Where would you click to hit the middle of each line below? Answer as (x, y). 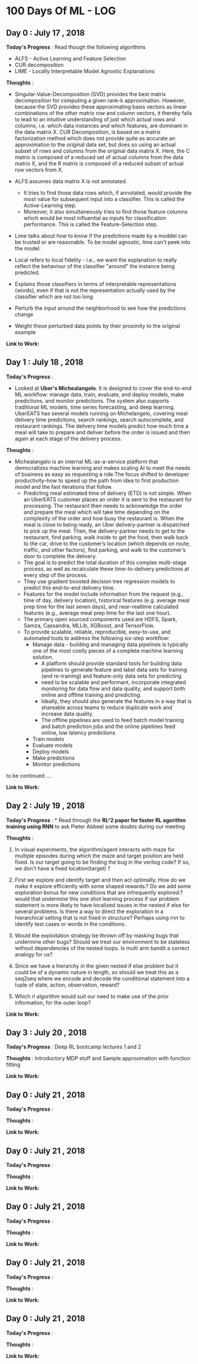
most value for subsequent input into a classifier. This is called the (104, 199)
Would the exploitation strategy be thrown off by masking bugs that (97, 935)
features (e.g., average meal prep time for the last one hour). (97, 613)
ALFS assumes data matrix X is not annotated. (71, 181)
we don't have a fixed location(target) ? (62, 868)
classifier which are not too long (54, 297)
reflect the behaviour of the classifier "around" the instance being (95, 266)
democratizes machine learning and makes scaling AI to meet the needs (103, 468)
